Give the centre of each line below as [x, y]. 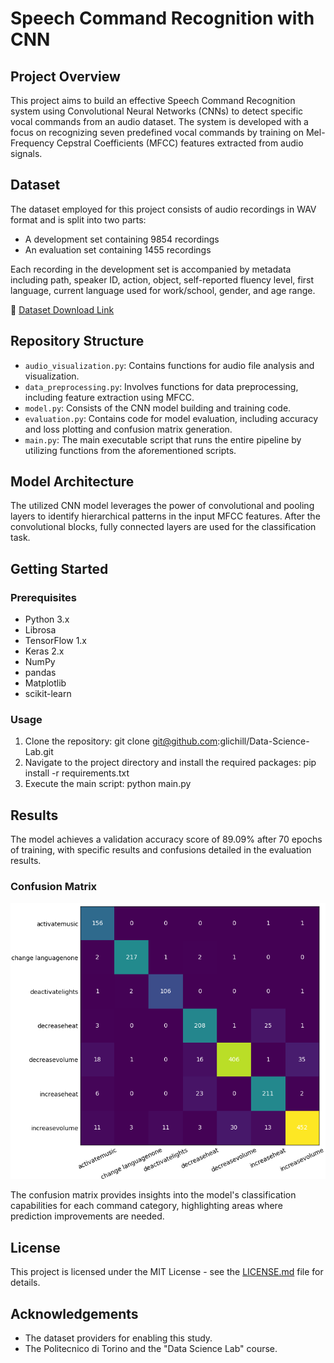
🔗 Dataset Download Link [62, 309]
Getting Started [59, 568]
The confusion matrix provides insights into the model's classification [153, 1195]
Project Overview [65, 76]
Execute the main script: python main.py [108, 784]
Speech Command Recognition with [162, 18]
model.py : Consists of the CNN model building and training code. [158, 408]
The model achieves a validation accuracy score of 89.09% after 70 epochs [166, 839]
